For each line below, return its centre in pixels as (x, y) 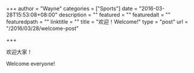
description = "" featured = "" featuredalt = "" (115, 15)
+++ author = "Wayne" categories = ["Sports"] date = (72, 9)
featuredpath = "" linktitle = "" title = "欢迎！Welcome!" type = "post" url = (97, 22)
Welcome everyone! (31, 64)
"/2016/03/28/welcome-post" (43, 28)
